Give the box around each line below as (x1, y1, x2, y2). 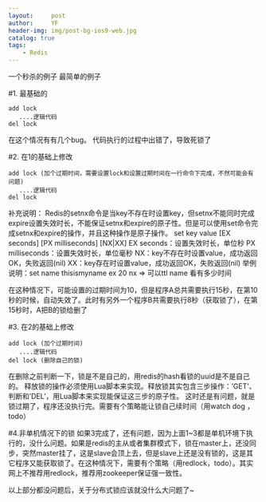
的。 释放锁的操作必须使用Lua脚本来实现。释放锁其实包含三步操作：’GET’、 (8, 381, 256, 391)
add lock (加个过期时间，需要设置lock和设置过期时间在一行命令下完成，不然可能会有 (8, 169, 254, 177)
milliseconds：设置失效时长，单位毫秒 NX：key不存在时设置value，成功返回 (8, 248, 258, 258)
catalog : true (8, 34, 56, 42)
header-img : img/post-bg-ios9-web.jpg (8, 26, 137, 34)
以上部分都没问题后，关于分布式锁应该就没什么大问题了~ (8, 485, 195, 495)
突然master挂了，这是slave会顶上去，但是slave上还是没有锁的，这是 (22, 449, 247, 457)
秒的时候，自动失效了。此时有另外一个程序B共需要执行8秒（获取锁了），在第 (8, 295, 258, 304)
